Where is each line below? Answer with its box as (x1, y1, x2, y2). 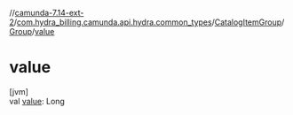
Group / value (9, 27, 55, 36)
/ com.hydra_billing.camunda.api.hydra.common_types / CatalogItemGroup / (13, 17, 285, 27)
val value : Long (9, 96, 65, 106)
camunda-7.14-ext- (14, 8, 84, 18)
